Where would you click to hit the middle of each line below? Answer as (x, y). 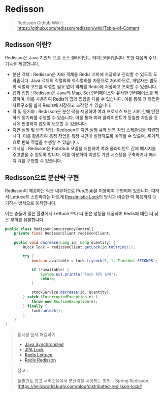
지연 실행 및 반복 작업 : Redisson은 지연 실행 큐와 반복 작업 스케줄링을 (79, 130)
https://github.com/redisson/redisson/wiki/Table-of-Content (78, 28)
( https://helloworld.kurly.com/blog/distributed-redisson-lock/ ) (80, 387)
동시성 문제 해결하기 (36, 335)
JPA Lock (34, 350)
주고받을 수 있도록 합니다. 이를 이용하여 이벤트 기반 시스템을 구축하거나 (80, 155)
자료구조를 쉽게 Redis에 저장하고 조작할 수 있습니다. (62, 105)
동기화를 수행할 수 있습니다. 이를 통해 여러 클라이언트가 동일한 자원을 (87, 118)
